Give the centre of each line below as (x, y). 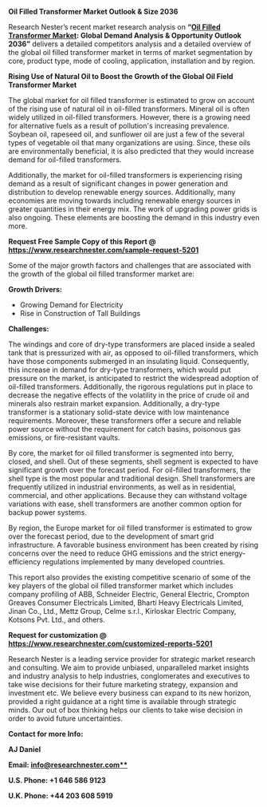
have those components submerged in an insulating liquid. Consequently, (129, 361)
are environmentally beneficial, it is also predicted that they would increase (131, 151)
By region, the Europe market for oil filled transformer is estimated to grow (130, 528)
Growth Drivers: (35, 289)
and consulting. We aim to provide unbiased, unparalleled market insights (129, 667)
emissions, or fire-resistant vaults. (64, 437)
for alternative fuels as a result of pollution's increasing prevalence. (119, 126)
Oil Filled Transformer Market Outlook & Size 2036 (93, 12)
